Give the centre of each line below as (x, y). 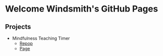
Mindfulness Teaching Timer (41, 38)
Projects (18, 27)
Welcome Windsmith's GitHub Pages (81, 9)
